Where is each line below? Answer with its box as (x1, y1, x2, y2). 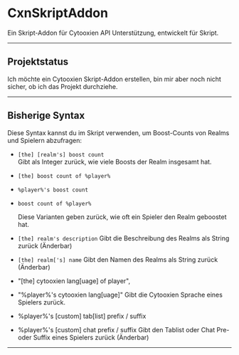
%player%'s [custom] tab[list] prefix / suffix (17, 312, 147, 320)
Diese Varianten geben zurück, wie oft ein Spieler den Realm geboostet (17, 212, 227, 221)
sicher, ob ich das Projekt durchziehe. (7, 82, 118, 90)
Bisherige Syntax (7, 110, 85, 122)
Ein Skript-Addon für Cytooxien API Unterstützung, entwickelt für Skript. (7, 28, 219, 37)
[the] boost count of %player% (17, 172, 111, 179)
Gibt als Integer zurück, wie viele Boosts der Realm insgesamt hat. (17, 157, 212, 166)
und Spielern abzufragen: (7, 136, 83, 144)
